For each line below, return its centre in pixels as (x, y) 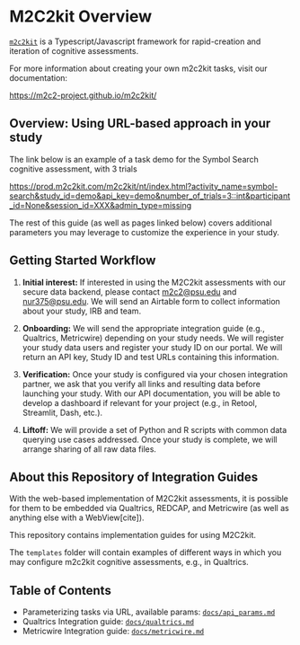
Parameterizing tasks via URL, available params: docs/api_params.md (149, 612)
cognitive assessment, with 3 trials (73, 169)
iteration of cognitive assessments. (74, 50)
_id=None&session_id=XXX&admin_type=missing (101, 205)
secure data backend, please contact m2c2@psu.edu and (129, 292)
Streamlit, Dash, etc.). (62, 412)
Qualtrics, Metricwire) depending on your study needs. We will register (153, 338)
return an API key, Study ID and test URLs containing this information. (151, 357)
